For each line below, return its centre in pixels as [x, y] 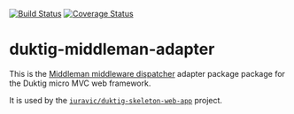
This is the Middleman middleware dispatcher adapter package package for [147, 73]
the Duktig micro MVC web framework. [80, 83]
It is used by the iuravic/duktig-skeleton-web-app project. [116, 100]
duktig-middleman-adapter [112, 49]
